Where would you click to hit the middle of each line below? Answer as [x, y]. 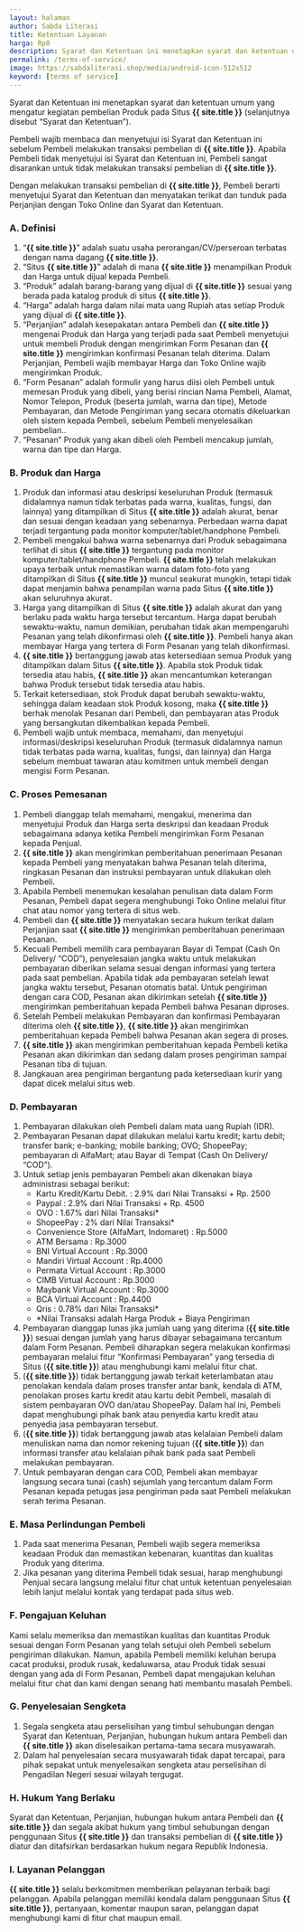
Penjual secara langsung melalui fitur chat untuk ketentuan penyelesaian [157, 1582]
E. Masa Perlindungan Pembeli [78, 1524]
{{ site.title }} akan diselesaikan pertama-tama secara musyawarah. [149, 1745]
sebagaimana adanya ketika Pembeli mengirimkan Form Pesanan [143, 834]
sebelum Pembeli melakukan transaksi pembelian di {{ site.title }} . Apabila [148, 148]
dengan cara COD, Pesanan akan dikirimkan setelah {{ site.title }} [145, 996]
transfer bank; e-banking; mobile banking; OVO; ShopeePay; [135, 1145]
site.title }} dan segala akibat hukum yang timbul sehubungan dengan [140, 1827]
